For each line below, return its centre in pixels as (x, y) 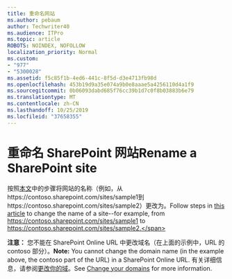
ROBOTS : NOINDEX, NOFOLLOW (46, 46)
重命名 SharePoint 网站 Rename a (102, 153)
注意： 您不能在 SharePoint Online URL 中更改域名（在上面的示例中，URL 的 (116, 242)
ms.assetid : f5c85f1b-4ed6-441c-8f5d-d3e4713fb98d (82, 78)
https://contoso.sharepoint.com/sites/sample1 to (76, 220)
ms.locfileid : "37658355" (44, 116)
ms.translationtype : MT (42, 98)
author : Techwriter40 (39, 26)
